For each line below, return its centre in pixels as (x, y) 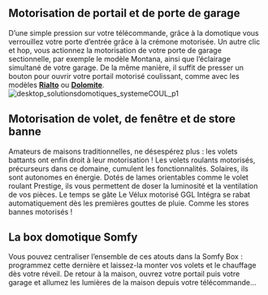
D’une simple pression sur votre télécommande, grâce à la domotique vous (134, 33)
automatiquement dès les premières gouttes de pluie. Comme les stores (129, 203)
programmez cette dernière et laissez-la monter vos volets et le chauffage (132, 265)
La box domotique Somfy (73, 238)
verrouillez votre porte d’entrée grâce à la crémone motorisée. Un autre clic (134, 41)
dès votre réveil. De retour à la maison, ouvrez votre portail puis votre (124, 274)
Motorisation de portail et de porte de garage (124, 13)
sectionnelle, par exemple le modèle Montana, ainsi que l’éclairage (120, 59)
